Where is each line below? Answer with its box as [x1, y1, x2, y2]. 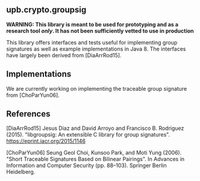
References [6, 109, 51, 119]
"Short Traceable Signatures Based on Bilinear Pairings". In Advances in [6, 156, 185, 163]
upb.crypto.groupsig [6, 5, 87, 15]
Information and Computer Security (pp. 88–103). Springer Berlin [6, 162, 167, 169]
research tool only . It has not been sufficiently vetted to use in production [6, 27, 194, 34]
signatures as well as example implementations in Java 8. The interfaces [6, 45, 186, 52]
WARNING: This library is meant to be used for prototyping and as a [6, 20, 179, 28]
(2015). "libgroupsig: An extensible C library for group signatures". [6, 131, 170, 138]
